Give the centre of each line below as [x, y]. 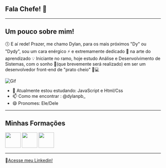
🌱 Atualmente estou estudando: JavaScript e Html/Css [68, 90]
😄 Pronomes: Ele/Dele [35, 103]
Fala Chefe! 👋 [26, 9]
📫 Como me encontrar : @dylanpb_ [49, 96]
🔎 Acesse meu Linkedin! [29, 161]
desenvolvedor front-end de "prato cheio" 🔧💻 [52, 69]
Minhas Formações [35, 123]
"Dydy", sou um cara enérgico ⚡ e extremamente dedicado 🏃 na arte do [78, 51]
